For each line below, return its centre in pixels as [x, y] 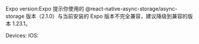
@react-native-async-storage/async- [131, 9]
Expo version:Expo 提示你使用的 [45, 9]
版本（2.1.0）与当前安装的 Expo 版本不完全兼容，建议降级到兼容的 [107, 16]
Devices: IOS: [22, 35]
